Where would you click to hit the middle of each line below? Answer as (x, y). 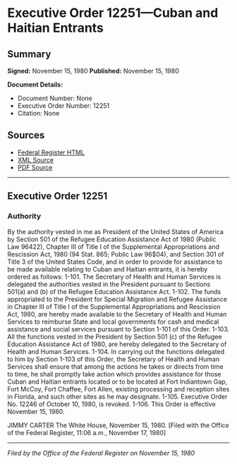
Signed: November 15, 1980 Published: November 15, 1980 (93, 71)
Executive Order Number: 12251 (63, 106)
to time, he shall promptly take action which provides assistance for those (114, 374)
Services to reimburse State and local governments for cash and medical (113, 322)
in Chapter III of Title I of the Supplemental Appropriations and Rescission (114, 306)
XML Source (36, 159)
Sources (26, 135)
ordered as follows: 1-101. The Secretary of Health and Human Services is (114, 276)
